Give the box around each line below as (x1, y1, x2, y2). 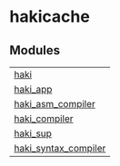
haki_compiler (14, 112, 75, 124)
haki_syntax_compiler (14, 142, 106, 154)
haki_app (14, 83, 53, 95)
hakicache (9, 6, 91, 27)
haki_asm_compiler (14, 98, 95, 110)
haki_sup (14, 127, 53, 140)
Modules (9, 43, 61, 58)
